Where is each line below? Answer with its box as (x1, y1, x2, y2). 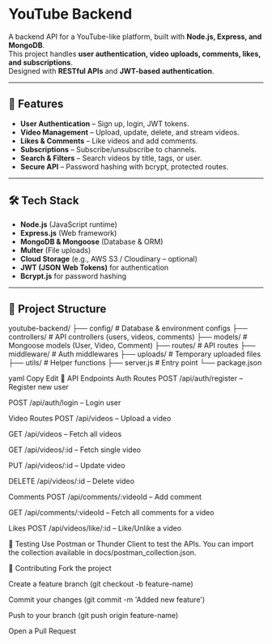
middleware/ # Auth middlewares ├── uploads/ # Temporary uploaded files (8, 349, 261, 359)
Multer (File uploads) (19, 245, 91, 255)
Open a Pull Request (8, 626, 77, 636)
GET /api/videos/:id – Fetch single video (8, 445, 142, 454)
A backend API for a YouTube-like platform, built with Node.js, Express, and (8, 32, 262, 41)
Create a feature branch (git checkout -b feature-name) (8, 579, 194, 589)
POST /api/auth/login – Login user (8, 398, 121, 407)
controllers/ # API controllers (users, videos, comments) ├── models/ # (8, 332, 248, 342)
